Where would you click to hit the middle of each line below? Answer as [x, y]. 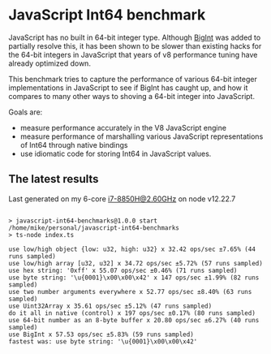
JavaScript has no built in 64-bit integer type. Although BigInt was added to [135, 37]
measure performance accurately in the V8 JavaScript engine [123, 127]
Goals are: [26, 112]
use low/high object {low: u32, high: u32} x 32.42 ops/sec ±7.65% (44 [132, 249]
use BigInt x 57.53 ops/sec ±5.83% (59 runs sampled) [101, 335]
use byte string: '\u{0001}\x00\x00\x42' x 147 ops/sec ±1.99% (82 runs [134, 278]
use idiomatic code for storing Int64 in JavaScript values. [116, 153]
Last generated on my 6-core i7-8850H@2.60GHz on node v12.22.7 [122, 199]
